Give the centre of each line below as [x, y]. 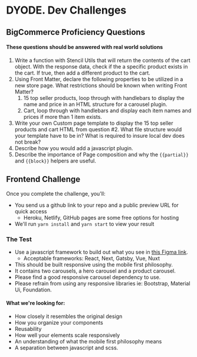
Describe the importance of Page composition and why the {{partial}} [101, 154]
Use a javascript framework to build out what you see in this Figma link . [101, 252]
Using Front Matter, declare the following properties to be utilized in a [99, 79]
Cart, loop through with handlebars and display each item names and [107, 111]
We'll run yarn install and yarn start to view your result [84, 224]
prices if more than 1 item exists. [63, 116]
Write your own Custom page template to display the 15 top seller [94, 123]
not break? [28, 142]
